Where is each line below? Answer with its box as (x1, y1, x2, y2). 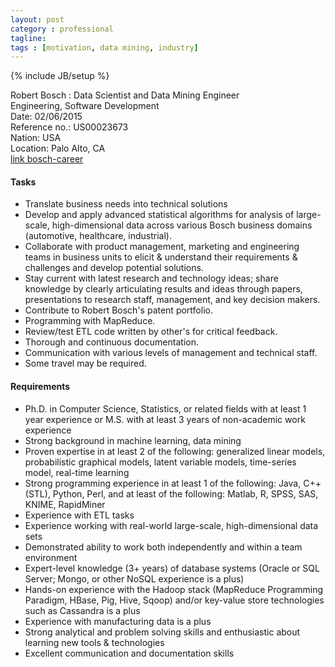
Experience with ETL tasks (24, 509, 135, 521)
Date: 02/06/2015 (10, 111, 83, 123)
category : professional (10, 24, 114, 34)
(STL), (24, 487, 51, 500)
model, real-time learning (24, 466, 130, 478)
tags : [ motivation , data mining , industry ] (10, 42, 199, 53)
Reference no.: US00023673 (10, 121, 129, 133)
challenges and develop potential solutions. (24, 262, 204, 274)
